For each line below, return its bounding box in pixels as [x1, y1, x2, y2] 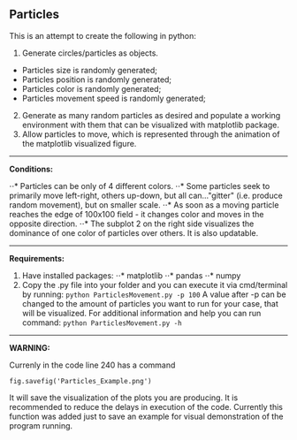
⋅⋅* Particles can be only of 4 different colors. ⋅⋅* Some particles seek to [9, 180, 270, 191]
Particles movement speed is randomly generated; [21, 93, 206, 103]
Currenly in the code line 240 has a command [9, 360, 176, 370]
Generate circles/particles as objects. [21, 48, 159, 58]
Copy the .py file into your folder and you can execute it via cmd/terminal [21, 279, 288, 290]
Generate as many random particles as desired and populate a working [21, 110, 281, 120]
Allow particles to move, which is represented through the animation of [21, 128, 280, 140]
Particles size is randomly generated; [21, 64, 157, 75]
